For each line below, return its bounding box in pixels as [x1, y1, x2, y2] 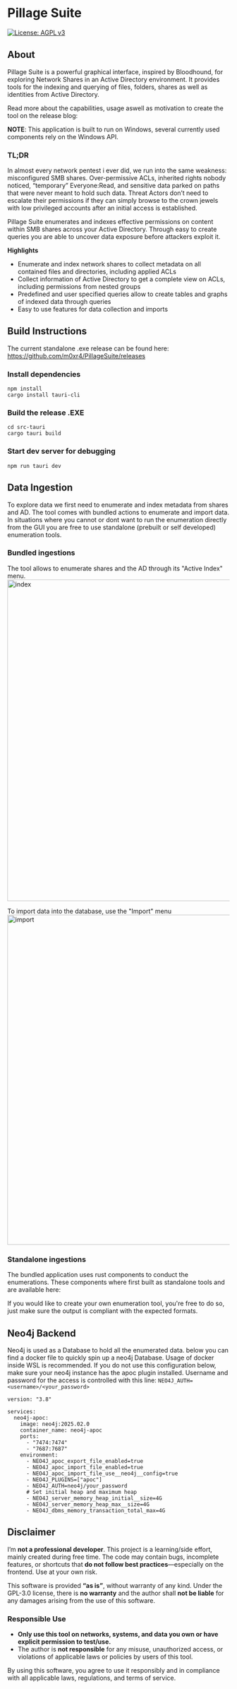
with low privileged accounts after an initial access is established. [7, 204, 197, 213]
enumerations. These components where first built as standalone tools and [7, 1278, 226, 1287]
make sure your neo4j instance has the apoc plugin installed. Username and [7, 1368, 229, 1377]
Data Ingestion [7, 482, 73, 494]
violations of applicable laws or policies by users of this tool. [17, 1652, 193, 1661]
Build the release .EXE [7, 408, 85, 418]
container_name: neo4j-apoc [20, 1426, 102, 1434]
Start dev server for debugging [7, 447, 116, 457]
